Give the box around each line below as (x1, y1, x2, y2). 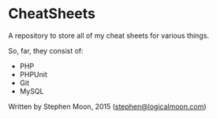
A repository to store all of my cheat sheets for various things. (8, 31, 209, 40)
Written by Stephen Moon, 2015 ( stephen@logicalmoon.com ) (8, 102, 207, 111)
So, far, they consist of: (8, 46, 84, 55)
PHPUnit (19, 69, 47, 79)
